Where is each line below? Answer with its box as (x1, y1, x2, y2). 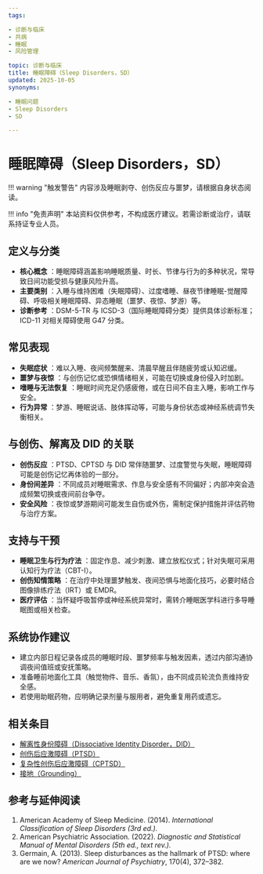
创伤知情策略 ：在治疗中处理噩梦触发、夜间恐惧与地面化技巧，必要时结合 (19, 576, 255, 585)
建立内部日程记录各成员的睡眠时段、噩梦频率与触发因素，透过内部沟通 (19, 653, 247, 662)
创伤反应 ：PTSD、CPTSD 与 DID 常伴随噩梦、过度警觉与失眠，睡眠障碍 (19, 460, 252, 469)
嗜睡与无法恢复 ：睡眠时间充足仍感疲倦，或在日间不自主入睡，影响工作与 (19, 382, 255, 392)
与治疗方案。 (19, 508, 61, 518)
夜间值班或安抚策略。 (26, 662, 95, 672)
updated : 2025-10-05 (8, 76, 76, 84)
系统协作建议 (8, 630, 70, 643)
